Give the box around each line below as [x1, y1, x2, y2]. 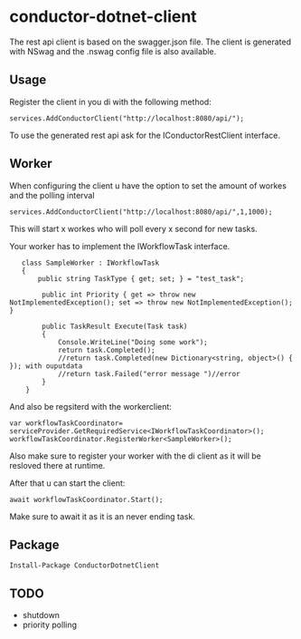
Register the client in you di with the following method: [9, 96, 212, 107]
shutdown [22, 610, 61, 621]
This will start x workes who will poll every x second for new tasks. [9, 223, 258, 234]
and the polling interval [9, 189, 95, 200]
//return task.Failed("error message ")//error [57, 369, 241, 378]
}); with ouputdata [9, 361, 83, 371]
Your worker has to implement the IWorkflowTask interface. [9, 240, 230, 251]
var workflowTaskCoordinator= [9, 419, 124, 428]
